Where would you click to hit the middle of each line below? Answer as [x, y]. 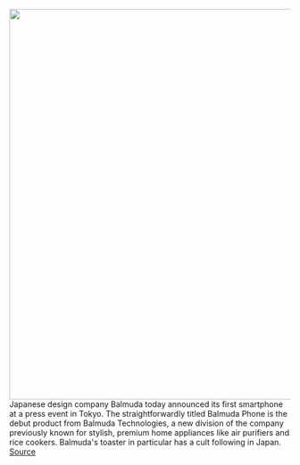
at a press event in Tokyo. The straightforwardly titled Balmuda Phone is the [149, 414]
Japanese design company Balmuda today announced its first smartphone [146, 404]
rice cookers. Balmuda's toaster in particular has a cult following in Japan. [145, 442]
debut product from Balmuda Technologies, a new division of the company [146, 423]
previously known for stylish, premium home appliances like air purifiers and [150, 432]
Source [22, 452]
